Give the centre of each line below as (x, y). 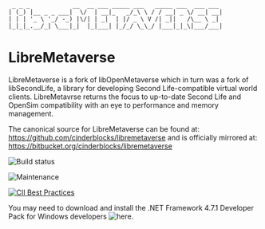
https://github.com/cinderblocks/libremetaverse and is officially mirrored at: (133, 137)
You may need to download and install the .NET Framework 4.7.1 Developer (131, 207)
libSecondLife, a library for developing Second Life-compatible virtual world (133, 88)
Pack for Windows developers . (71, 216)
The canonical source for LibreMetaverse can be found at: (104, 128)
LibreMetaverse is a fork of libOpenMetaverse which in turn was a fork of (129, 79)
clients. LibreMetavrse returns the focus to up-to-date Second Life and (125, 97)
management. (31, 113)
